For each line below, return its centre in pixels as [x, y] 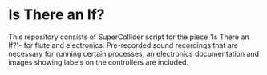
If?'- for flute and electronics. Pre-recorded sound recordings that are [123, 45]
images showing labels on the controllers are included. [99, 62]
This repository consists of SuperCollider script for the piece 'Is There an [129, 37]
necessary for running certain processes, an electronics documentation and [133, 53]
